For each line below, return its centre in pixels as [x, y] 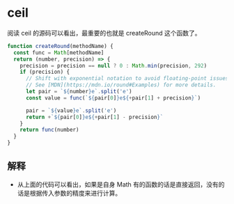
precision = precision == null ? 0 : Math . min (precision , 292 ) [114, 65]
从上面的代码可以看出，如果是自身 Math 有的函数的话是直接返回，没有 [118, 184]
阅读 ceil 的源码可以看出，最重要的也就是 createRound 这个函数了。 [104, 33]
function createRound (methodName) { [60, 46]
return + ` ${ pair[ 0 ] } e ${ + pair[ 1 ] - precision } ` [94, 117]
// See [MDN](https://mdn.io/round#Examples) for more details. [121, 85]
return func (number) [49, 130]
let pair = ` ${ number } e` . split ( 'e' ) [79, 92]
